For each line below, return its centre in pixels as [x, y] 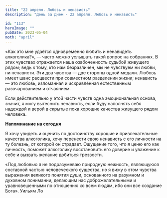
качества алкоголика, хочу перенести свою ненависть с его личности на [83, 139]
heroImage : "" [20, 28]
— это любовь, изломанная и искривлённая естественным [68, 83]
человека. [16, 114]
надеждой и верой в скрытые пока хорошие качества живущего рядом [82, 109]
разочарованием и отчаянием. [38, 89]
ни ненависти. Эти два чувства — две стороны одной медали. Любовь [81, 73]
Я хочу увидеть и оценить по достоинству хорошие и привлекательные [82, 133]
